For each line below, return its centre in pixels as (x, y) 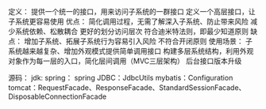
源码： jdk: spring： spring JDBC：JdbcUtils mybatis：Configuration (121, 78)
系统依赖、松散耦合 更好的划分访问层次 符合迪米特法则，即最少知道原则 (131, 31)
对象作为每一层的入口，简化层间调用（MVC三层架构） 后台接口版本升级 (125, 61)
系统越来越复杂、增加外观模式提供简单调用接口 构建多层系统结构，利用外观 (131, 51)
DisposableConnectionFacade (58, 96)
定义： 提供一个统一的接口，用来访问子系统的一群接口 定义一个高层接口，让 (132, 11)
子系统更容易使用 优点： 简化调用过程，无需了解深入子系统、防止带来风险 (128, 21)
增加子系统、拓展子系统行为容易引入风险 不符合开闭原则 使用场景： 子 (138, 41)
